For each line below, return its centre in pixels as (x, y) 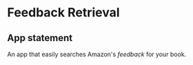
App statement (40, 38)
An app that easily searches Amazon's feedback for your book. (97, 54)
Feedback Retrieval (63, 13)
